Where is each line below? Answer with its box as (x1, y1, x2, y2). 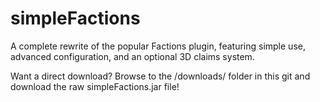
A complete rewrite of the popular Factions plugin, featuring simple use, (10, 40, 306, 52)
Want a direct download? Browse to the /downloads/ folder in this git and (10, 70, 311, 82)
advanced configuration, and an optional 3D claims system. (10, 50, 255, 62)
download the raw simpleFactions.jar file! (10, 80, 180, 92)
